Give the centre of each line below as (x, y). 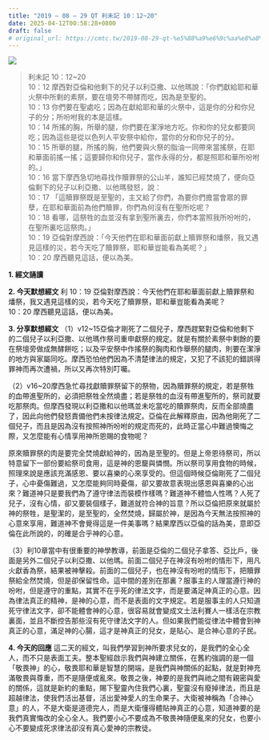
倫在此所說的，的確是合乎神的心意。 (68, 534)
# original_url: (35, 38)
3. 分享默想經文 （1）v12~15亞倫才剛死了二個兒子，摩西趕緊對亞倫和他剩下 (131, 329)
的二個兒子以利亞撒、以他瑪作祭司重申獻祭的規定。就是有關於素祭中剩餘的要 (134, 339)
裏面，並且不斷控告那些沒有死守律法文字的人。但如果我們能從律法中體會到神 (134, 621)
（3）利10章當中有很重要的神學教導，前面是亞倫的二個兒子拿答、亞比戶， (130, 551)
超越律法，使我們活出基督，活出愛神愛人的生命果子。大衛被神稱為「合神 (127, 698)
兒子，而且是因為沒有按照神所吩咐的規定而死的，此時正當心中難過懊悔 (130, 426)
